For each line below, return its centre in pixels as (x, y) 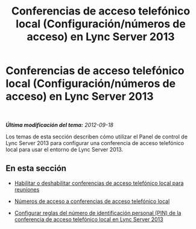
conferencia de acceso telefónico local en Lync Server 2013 (89, 219)
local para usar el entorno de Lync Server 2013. (65, 149)
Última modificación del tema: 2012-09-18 (60, 124)
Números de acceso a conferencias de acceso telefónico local (92, 201)
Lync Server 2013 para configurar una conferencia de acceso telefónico (95, 143)
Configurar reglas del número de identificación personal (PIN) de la (98, 213)
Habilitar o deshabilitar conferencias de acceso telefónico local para (99, 183)
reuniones (27, 189)
